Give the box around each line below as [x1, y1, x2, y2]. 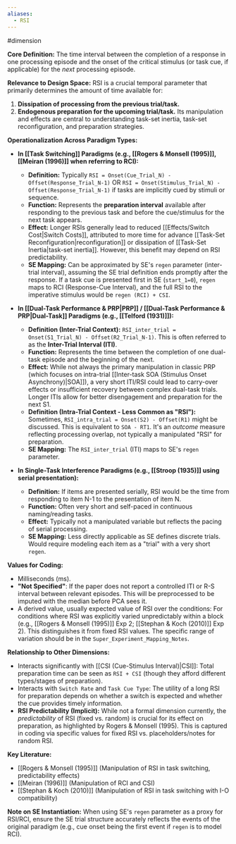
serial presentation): [17, 473, 79, 482]
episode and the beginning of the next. [42, 355, 155, 364]
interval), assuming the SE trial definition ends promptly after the [41, 268, 228, 276]
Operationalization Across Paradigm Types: [7, 135, 138, 144]
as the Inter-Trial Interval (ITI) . [27, 340, 118, 349]
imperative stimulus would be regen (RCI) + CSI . [27, 290, 170, 299]
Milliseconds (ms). [17, 574, 72, 583]
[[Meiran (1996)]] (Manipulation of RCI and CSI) [17, 778, 155, 787]
